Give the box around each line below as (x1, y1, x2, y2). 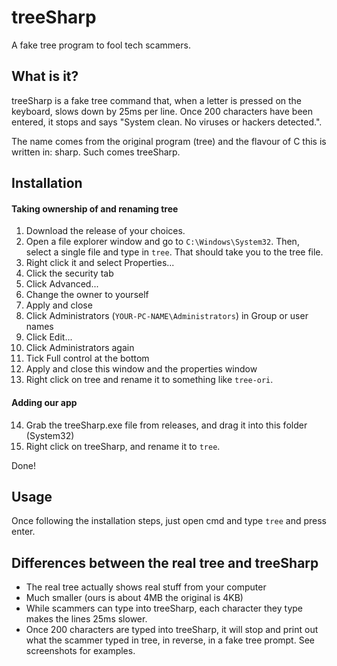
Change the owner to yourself (25, 289, 149, 301)
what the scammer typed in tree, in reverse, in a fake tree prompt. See (25, 634, 315, 646)
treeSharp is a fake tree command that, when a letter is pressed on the (11, 94, 303, 106)
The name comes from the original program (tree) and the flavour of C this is (11, 135, 327, 147)
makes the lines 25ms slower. (25, 613, 148, 625)
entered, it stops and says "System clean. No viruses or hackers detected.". (11, 116, 323, 128)
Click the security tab (25, 267, 114, 280)
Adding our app (11, 396, 78, 408)
